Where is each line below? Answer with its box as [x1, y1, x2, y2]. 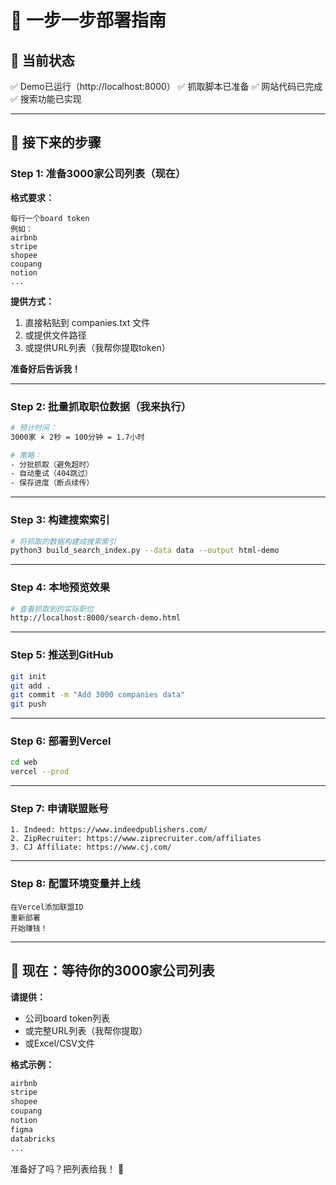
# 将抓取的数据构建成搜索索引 [10, 536, 117, 546]
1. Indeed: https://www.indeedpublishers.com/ [10, 825, 208, 835]
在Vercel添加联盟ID [10, 902, 84, 912]
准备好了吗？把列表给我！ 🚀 [10, 1162, 125, 1175]
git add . [10, 681, 52, 691]
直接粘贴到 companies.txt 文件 [24, 316, 151, 328]
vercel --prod [10, 767, 70, 777]
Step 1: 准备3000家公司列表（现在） [10, 167, 187, 181]
